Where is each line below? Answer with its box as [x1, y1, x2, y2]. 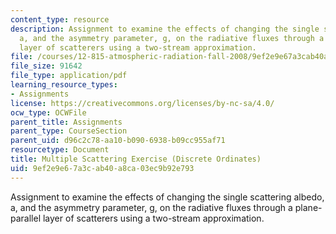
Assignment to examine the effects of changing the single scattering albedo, [10, 191, 325, 203]
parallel [10, 212, 42, 224]
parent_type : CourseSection [10, 126, 128, 136]
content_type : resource [10, 14, 110, 25]
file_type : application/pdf [10, 71, 128, 81]
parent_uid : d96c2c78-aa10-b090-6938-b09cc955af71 [10, 136, 226, 146]
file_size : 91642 [10, 61, 83, 71]
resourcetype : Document [10, 145, 110, 155]
